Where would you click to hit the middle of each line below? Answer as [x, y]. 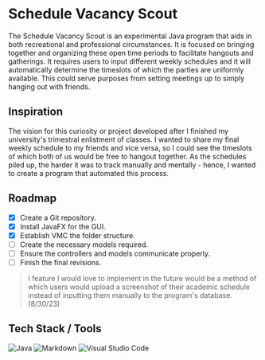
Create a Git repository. [58, 217]
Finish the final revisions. [60, 262]
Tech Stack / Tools [55, 329]
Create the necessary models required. [84, 245]
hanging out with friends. [49, 86]
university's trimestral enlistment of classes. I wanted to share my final [124, 139]
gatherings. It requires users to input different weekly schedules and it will [129, 61]
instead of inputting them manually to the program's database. [130, 295]
